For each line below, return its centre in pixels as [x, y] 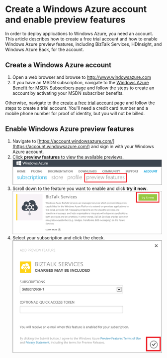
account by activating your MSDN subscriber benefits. [68, 93]
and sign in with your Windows [123, 146]
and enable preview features [65, 20]
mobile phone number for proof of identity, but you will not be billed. [75, 113]
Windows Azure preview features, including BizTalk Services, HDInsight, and [83, 44]
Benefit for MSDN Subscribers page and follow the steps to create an [83, 88]
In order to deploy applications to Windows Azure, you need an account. [79, 33]
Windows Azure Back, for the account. [45, 49]
